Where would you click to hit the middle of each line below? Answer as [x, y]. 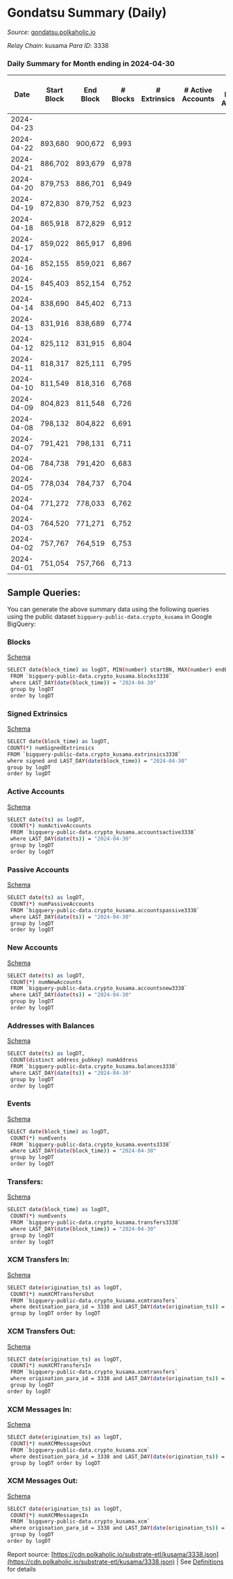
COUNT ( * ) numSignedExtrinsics [51, 748]
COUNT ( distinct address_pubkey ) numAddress [74, 1060]
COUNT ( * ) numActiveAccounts [51, 826]
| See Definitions [200, 1562]
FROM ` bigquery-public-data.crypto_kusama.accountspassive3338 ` [105, 910]
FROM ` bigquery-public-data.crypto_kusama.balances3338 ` [94, 1066]
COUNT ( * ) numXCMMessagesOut [51, 1443]
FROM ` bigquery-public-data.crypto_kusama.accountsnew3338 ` [99, 989]
